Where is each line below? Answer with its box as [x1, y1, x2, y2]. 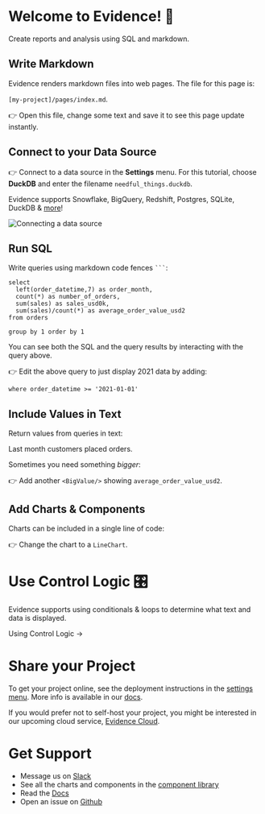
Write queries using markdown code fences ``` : [8, 263, 168, 273]
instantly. [8, 122, 39, 131]
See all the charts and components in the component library [19, 779, 219, 789]
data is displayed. [8, 613, 67, 622]
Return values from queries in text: [8, 428, 123, 438]
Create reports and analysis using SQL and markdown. [8, 34, 189, 43]
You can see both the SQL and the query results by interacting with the [8, 342, 244, 352]
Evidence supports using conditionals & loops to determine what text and [8, 604, 251, 614]
